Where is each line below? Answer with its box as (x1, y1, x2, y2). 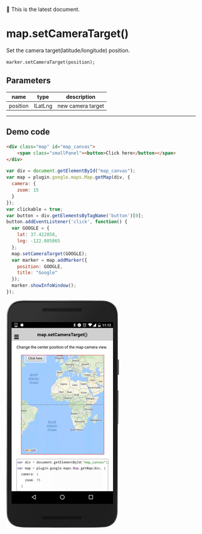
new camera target (57, 102, 104, 109)
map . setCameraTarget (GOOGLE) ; (11, 250, 87, 256)
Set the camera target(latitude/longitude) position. (6, 46, 130, 54)
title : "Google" (17, 270, 58, 276)
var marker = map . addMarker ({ (11, 257, 87, 263)
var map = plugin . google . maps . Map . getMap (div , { (6, 174, 130, 180)
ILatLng (34, 102, 53, 109)
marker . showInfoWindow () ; (11, 282, 77, 289)
